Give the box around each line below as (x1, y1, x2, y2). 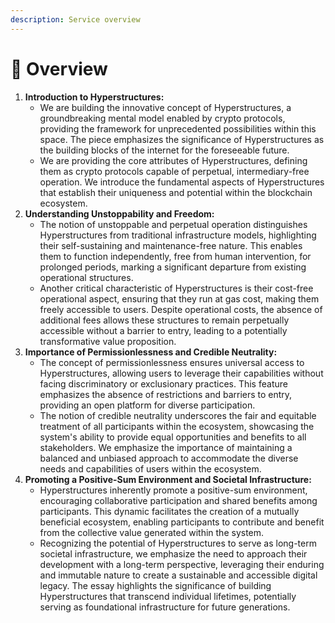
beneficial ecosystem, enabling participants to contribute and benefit (39, 516, 325, 528)
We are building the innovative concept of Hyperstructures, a (39, 101, 292, 113)
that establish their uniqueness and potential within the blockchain (39, 186, 313, 198)
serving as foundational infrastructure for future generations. (39, 601, 291, 613)
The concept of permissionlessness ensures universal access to (39, 356, 305, 368)
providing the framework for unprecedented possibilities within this (39, 122, 317, 135)
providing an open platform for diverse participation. (39, 399, 256, 411)
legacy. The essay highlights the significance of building (39, 579, 272, 591)
